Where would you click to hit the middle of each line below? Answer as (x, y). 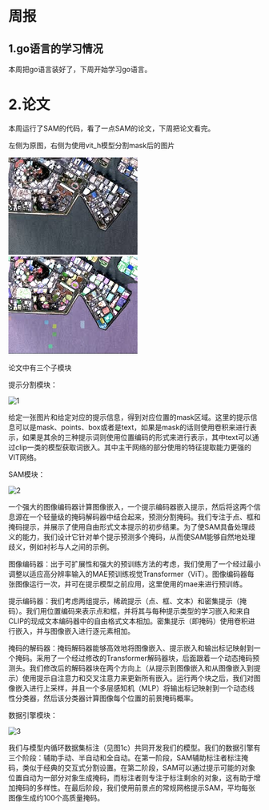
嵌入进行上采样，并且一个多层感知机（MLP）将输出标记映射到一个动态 (131, 688)
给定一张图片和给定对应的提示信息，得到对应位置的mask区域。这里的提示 (129, 417)
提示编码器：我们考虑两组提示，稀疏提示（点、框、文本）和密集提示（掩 (127, 601)
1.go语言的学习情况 (56, 48)
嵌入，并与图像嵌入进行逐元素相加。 (74, 631)
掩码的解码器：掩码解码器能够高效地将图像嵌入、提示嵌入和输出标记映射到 (131, 648)
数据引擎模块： (33, 715)
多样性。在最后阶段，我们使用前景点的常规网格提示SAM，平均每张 (146, 788)
